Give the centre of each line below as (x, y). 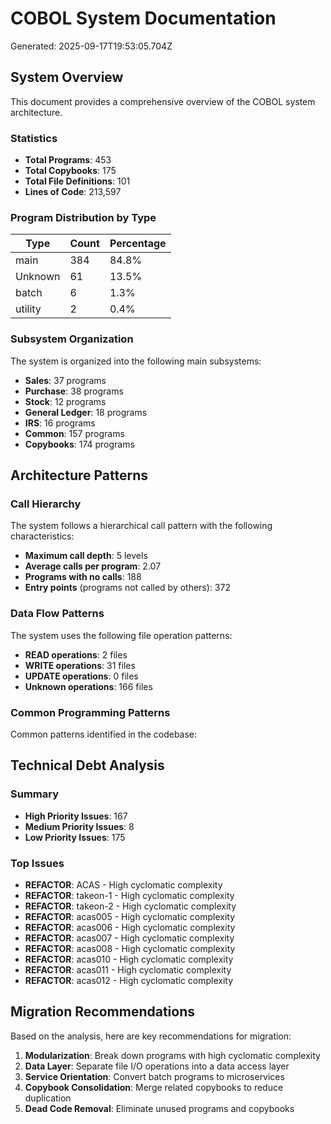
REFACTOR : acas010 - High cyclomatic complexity (129, 959)
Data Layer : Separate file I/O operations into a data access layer (157, 1066)
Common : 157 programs (74, 433)
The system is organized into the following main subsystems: (136, 361)
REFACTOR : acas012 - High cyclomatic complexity (129, 980)
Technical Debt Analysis (87, 765)
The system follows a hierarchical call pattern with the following (141, 526)
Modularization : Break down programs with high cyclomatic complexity (172, 1055)
